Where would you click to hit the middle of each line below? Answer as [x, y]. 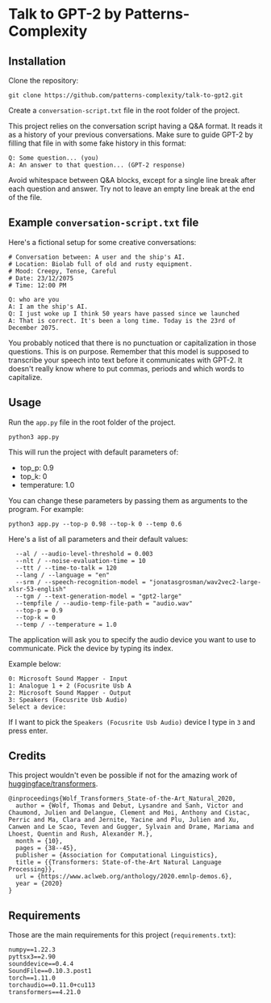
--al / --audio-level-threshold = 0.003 [84, 554]
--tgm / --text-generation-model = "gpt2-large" [99, 596]
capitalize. [25, 377]
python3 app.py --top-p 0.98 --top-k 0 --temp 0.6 [95, 524]
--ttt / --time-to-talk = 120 [66, 568]
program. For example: [46, 509]
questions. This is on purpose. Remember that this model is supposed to [129, 351]
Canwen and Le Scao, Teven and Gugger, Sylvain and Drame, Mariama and [131, 827]
